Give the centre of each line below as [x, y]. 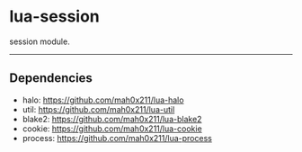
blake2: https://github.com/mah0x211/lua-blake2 [112, 119]
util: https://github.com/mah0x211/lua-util [98, 109]
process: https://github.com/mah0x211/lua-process [117, 138]
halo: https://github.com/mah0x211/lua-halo [103, 100]
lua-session [55, 17]
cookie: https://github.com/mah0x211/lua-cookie [112, 129]
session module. [40, 41]
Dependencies [51, 78]
